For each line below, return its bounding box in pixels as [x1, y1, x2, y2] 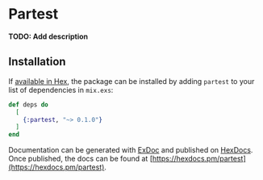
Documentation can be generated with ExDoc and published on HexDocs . [8, 145, 253, 155]
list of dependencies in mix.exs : [8, 85, 114, 94]
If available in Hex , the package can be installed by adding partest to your [8, 76, 255, 86]
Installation [8, 55, 66, 69]
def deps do [8, 100, 48, 109]
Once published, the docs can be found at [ [8, 154, 153, 164]
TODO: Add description [8, 31, 89, 41]
